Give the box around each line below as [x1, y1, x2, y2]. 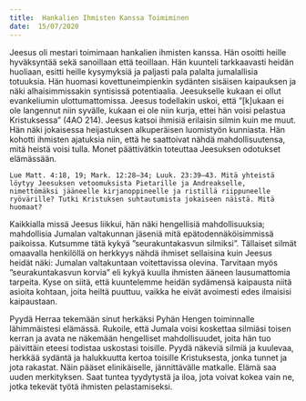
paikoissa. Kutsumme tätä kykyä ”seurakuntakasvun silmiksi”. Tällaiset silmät [9, 237, 297, 248]
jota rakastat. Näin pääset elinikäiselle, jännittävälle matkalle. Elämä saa [9, 361, 277, 373]
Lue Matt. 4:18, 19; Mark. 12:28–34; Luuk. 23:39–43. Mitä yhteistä [9, 170, 275, 180]
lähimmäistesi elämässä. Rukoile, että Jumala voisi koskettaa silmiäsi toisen [9, 323, 291, 334]
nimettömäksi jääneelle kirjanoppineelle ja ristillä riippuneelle [9, 186, 271, 195]
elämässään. [9, 153, 57, 164]
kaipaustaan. [9, 296, 57, 306]
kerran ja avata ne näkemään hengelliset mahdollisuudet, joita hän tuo [9, 333, 271, 344]
